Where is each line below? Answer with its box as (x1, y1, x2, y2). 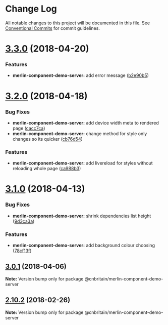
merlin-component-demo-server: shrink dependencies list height (12, 213, 151, 219)
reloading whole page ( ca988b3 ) (12, 166, 81, 172)
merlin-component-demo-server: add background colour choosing (12, 242, 155, 248)
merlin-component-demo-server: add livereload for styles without (12, 160, 153, 166)
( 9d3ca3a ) (12, 218, 35, 224)
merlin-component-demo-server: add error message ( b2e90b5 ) (12, 72, 149, 78)
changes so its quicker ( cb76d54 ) (12, 136, 83, 142)
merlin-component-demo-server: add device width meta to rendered (12, 119, 159, 126)
